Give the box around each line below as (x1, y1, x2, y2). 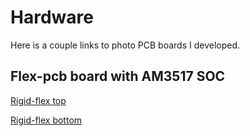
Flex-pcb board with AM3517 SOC (10, 68, 226, 85)
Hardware (10, 6, 94, 29)
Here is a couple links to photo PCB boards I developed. (10, 39, 241, 51)
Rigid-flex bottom (10, 114, 83, 126)
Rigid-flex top (10, 94, 67, 106)
